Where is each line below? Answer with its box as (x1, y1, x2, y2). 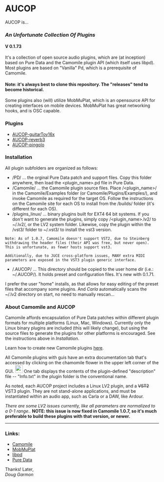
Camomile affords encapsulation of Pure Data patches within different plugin (5, 315, 159, 321)
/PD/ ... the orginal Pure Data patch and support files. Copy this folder (12, 175, 152, 180)
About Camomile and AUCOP (5, 304, 76, 310)
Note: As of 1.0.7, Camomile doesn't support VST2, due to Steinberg (5, 236, 150, 241)
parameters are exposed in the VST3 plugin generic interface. (5, 257, 137, 262)
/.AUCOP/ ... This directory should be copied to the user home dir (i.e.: (12, 266, 154, 272)
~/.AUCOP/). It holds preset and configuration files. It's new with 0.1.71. (12, 271, 155, 277)
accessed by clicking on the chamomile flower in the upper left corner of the (5, 360, 159, 366)
